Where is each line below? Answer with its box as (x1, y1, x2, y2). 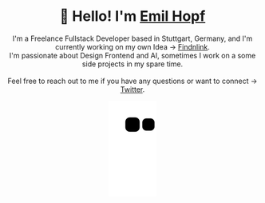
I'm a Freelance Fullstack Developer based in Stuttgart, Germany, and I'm (12, 34, 253, 43)
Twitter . (120, 84, 145, 94)
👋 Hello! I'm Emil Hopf (59, 7, 206, 26)
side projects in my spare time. (81, 59, 184, 69)
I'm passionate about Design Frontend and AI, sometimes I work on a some (9, 50, 256, 60)
